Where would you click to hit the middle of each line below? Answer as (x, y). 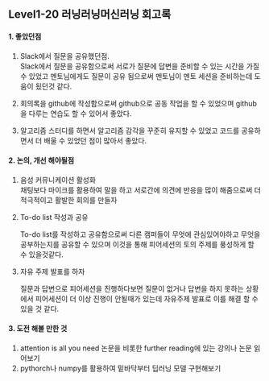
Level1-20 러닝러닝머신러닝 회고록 (90, 14)
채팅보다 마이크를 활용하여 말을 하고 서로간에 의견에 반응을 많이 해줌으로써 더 (141, 190)
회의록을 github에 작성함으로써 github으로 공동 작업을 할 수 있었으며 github (139, 103)
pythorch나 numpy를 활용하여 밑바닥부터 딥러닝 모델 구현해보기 (120, 368)
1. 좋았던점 (25, 36)
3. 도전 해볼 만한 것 (38, 329)
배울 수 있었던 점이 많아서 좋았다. (95, 140)
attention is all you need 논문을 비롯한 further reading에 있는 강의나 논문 (136, 348)
